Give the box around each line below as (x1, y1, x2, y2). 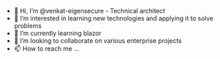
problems (13, 22, 42, 29)
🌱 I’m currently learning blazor (13, 29, 102, 37)
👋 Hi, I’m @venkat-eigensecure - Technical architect (13, 7, 165, 15)
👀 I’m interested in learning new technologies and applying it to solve (13, 14, 214, 22)
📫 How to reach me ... (13, 44, 79, 53)
